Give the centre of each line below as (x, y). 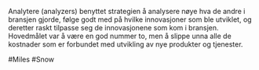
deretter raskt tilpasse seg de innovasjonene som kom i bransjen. (113, 28)
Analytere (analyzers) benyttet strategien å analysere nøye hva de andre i (127, 11)
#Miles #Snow (31, 59)
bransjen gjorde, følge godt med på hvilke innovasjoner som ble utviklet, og (130, 19)
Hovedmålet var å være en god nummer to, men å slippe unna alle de (120, 36)
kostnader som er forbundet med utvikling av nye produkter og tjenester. (126, 44)
